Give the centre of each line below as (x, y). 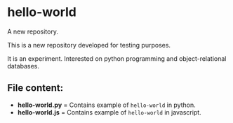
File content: (35, 88)
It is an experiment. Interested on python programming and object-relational (117, 58)
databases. (24, 66)
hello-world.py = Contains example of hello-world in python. (107, 105)
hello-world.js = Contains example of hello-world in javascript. (109, 112)
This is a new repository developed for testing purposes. (89, 45)
